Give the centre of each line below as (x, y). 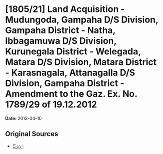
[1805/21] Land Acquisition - (65, 9)
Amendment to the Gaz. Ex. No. (71, 94)
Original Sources (32, 134)
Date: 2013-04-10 (24, 118)
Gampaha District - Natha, (60, 30)
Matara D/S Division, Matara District (81, 62)
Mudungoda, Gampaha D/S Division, (82, 20)
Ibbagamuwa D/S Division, (61, 41)
